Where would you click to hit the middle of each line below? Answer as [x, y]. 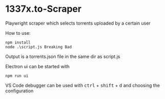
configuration [19, 91]
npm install [18, 42]
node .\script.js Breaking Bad [39, 47]
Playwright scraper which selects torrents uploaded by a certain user [78, 23]
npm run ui [17, 76]
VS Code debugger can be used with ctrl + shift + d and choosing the [82, 85]
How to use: [18, 33]
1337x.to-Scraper [43, 9]
